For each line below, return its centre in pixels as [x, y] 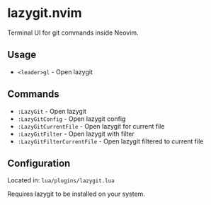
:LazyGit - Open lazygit [52, 111]
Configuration [39, 163]
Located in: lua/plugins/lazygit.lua [61, 180]
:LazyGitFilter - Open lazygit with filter [76, 134]
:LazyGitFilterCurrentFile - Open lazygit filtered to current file [110, 141]
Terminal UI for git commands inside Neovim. [73, 33]
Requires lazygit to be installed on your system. [76, 194]
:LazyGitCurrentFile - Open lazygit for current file [91, 126]
